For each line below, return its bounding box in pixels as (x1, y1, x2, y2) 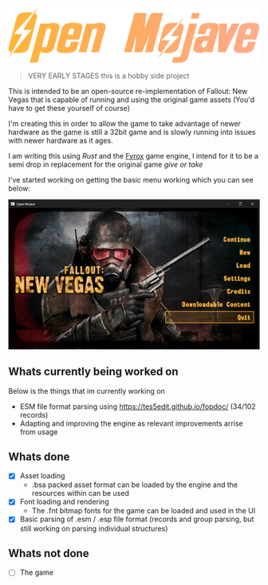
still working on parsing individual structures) (19, 524, 168, 533)
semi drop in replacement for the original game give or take (8, 159, 203, 169)
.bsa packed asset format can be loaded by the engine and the (31, 480, 238, 489)
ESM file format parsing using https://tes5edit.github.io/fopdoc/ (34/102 (19, 402, 257, 411)
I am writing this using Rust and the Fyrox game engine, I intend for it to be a (8, 151, 259, 160)
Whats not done (8, 546, 89, 560)
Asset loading (19, 471, 65, 481)
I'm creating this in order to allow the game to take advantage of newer (8, 119, 242, 128)
